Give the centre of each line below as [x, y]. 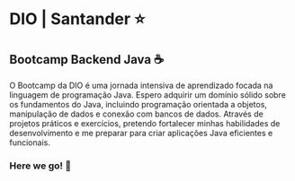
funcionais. [30, 142]
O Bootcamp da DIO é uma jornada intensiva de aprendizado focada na [141, 85]
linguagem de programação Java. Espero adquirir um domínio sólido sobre [147, 95]
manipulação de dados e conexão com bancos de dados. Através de [136, 114]
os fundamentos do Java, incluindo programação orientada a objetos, [139, 104]
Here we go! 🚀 [40, 166]
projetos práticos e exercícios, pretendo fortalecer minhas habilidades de [145, 123]
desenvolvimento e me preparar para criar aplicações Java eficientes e [141, 133]
